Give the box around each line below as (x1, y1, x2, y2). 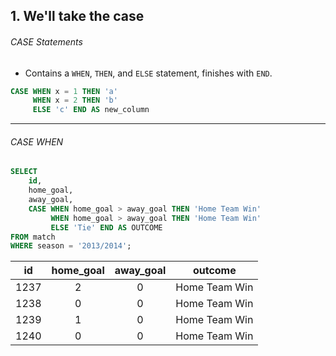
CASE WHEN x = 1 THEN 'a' (10, 86, 118, 96)
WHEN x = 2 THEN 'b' (32, 95, 118, 106)
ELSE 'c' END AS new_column (32, 105, 150, 115)
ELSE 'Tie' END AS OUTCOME (50, 222, 163, 233)
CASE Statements (10, 35, 83, 48)
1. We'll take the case (10, 8, 145, 25)
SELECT (10, 167, 38, 177)
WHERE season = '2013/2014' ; (10, 241, 132, 251)
